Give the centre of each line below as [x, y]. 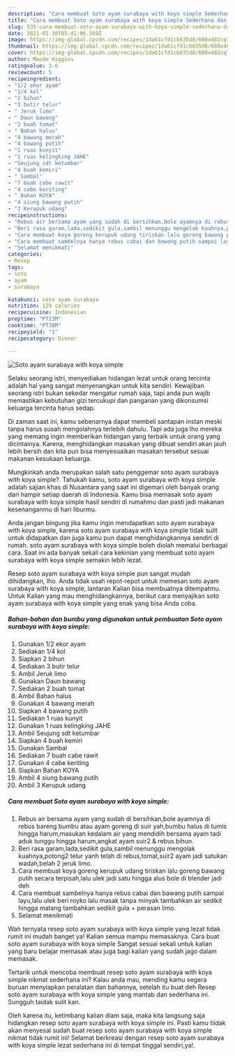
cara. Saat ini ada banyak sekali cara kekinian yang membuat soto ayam [111, 552]
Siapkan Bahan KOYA [48, 771]
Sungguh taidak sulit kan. [44, 1002]
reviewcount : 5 [30, 72]
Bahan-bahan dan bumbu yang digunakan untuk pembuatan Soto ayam [115, 619]
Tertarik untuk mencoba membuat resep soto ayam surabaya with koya [110, 972]
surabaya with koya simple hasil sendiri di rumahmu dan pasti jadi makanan [116, 501]
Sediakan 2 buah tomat [51, 689]
